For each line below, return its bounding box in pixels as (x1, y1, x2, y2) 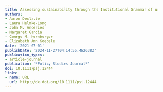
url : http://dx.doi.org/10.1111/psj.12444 (9, 79, 97, 84)
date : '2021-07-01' (5, 43, 45, 48)
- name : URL (5, 75, 29, 80)
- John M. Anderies (5, 25, 45, 30)
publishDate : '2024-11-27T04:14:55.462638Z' (5, 48, 97, 53)
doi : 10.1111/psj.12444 (5, 66, 53, 71)
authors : (5, 12, 23, 17)
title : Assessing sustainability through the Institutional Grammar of (5, 7, 153, 12)
